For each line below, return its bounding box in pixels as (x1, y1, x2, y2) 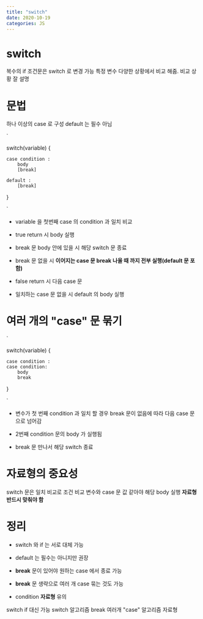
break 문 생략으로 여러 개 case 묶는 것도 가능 (15, 580, 124, 587)
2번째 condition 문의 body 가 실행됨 (15, 430, 102, 438)
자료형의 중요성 (6, 467, 78, 481)
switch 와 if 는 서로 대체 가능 (15, 541, 84, 549)
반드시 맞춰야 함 (6, 496, 44, 504)
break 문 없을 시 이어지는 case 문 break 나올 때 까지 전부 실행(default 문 (15, 257, 189, 265)
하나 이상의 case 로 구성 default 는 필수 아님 (6, 120, 113, 128)
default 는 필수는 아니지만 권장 (15, 554, 89, 562)
